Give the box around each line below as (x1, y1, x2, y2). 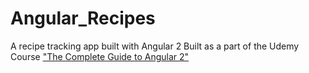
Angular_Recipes (10, 7, 156, 30)
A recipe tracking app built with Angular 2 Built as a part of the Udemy (10, 40, 300, 52)
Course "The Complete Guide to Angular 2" (10, 50, 190, 62)
